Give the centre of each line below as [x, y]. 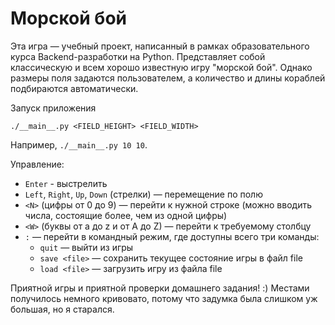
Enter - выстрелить [66, 183]
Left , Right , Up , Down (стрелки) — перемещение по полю [143, 194]
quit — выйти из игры [86, 247]
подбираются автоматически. [74, 88]
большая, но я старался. [62, 309]
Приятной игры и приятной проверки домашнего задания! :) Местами [160, 288]
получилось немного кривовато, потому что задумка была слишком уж [164, 298]
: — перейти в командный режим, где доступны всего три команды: [172, 236]
